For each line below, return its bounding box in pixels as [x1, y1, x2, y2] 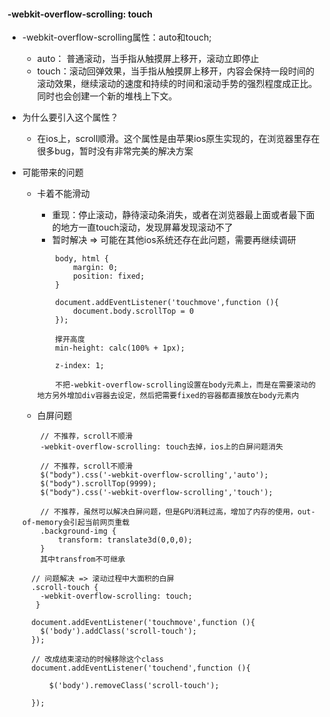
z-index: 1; [55, 361, 105, 371]
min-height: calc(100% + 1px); [55, 343, 185, 354]
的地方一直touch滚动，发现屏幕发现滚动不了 [51, 221, 234, 234]
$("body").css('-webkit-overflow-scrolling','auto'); [40, 470, 269, 480]
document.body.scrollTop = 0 [72, 306, 195, 317]
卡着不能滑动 [36, 188, 90, 200]
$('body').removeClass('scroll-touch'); [48, 681, 220, 691]
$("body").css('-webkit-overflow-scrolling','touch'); [40, 488, 274, 498]
